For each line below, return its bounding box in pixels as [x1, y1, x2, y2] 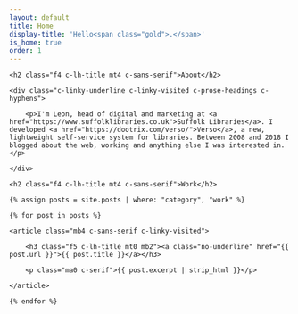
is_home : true [9, 37, 62, 47]
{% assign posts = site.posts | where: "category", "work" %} [9, 195, 245, 205]
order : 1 [9, 46, 42, 55]
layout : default [9, 12, 70, 22]
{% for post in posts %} [9, 211, 102, 220]
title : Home [9, 21, 54, 30]
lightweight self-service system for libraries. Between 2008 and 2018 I [9, 133, 290, 143]
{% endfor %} [9, 297, 58, 306]
